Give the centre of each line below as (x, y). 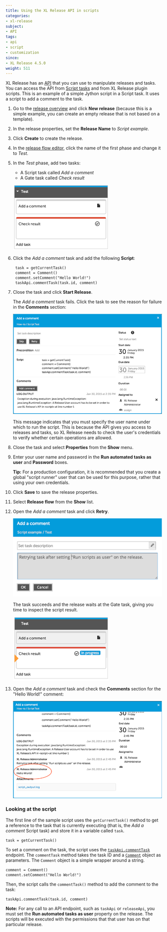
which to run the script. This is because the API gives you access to (82, 427)
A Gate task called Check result (52, 178)
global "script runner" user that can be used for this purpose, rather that (86, 477)
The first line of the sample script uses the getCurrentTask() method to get (82, 820)
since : (12, 58)
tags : (11, 37)
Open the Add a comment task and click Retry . (61, 512)
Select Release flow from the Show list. (53, 502)
